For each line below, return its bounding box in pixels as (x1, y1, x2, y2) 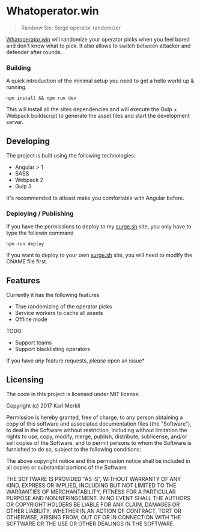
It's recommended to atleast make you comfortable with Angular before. (6, 194, 185, 202)
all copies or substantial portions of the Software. (6, 463, 128, 471)
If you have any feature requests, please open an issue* (6, 357, 145, 364)
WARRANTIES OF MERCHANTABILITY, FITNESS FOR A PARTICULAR (6, 488, 176, 495)
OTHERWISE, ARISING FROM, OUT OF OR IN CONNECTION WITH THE (6, 513, 181, 521)
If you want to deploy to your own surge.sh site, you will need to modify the (6, 251, 193, 259)
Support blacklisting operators (14, 346, 90, 353)
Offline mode (14, 316, 47, 323)
